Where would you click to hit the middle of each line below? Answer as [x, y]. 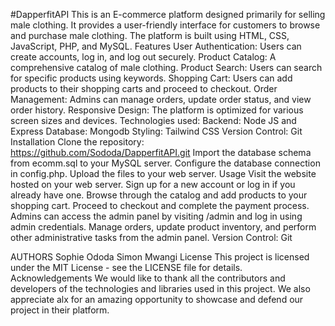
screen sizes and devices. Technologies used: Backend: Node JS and [153, 120]
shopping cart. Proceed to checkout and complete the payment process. [160, 205]
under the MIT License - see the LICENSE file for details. [126, 267]
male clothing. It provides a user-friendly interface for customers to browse [165, 25]
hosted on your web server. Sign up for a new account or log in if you [153, 184]
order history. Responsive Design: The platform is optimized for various [157, 110]
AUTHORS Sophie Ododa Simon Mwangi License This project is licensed [160, 257]
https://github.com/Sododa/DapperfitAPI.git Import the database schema [161, 152]
